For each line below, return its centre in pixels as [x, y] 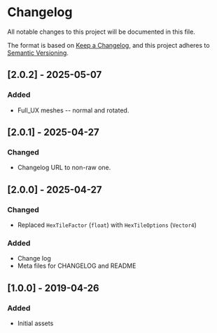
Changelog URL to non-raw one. [64, 168]
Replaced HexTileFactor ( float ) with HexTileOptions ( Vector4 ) [107, 225]
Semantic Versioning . [38, 53]
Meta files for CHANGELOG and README [77, 266]
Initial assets [35, 323]
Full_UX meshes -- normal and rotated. [73, 110]
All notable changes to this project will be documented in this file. [101, 32]
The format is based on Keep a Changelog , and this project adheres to [108, 45]
